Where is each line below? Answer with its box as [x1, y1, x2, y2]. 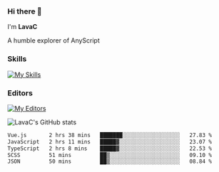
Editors [7, 88, 34, 98]
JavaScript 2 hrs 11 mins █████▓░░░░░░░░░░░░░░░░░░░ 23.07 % [7, 138, 213, 145]
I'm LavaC [7, 23, 38, 31]
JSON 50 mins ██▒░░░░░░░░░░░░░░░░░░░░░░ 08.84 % [7, 158, 213, 166]
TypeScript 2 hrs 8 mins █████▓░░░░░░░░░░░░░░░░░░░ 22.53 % [7, 145, 213, 152]
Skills [7, 54, 27, 64]
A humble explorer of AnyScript [7, 36, 100, 45]
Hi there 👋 [7, 6, 43, 16]
